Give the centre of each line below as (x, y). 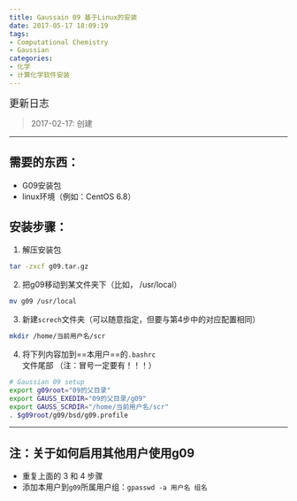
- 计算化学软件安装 (40, 75)
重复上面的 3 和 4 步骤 (62, 476)
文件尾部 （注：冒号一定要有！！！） (89, 365)
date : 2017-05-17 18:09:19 (59, 26)
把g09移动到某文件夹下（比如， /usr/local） (102, 285)
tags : (19, 34)
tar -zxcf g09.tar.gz (49, 266)
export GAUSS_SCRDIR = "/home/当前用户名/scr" (89, 407)
